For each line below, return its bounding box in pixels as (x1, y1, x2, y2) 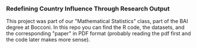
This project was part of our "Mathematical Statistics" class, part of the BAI (6, 18, 188, 25)
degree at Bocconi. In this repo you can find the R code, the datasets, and (6, 24, 185, 31)
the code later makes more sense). (6, 36, 91, 43)
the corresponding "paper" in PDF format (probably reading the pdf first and (6, 30, 191, 37)
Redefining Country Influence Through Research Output (6, 5, 170, 13)
